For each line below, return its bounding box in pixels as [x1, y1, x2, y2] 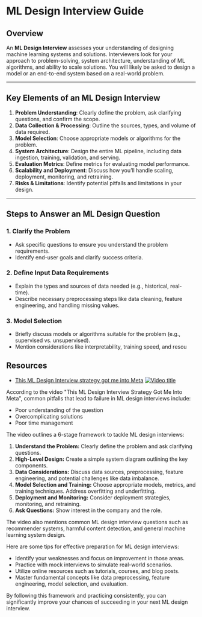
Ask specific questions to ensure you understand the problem [14, 241, 168, 248]
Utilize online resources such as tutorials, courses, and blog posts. [14, 567, 180, 574]
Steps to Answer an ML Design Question [6, 209, 161, 220]
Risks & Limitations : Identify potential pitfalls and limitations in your [14, 179, 182, 186]
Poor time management [14, 419, 73, 426]
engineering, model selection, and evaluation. [14, 580, 128, 587]
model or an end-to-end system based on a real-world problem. [6, 70, 165, 77]
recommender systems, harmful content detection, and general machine [6, 525, 186, 532]
